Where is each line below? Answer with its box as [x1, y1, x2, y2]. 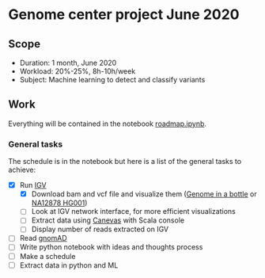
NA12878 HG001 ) [31, 198, 88, 208]
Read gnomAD [19, 234, 67, 243]
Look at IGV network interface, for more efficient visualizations [31, 207, 236, 216]
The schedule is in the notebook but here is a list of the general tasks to [8, 157, 242, 166]
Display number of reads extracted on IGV [31, 224, 168, 234]
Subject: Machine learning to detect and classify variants [19, 75, 206, 84]
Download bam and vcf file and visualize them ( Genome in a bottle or [31, 189, 257, 199]
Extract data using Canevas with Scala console [31, 215, 184, 225]
